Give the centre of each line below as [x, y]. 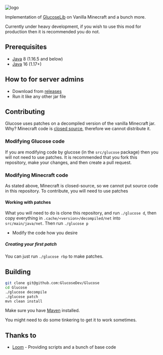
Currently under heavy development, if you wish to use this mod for [73, 26]
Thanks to [21, 335]
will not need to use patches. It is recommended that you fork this [71, 157]
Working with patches [28, 202]
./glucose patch [22, 297]
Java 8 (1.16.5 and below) [37, 59]
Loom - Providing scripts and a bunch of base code [64, 347]
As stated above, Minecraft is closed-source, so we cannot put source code [81, 186]
